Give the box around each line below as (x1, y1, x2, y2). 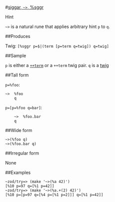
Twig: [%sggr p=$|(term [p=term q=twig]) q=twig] (5, 43, 110, 49)
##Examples (5, 169, 31, 175)
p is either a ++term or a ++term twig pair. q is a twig (5, 62, 109, 68)
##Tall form (5, 72, 29, 78)
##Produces (5, 33, 31, 39)
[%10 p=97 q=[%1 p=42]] (5, 183, 55, 188)
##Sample (5, 52, 26, 58)
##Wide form (5, 127, 32, 133)
